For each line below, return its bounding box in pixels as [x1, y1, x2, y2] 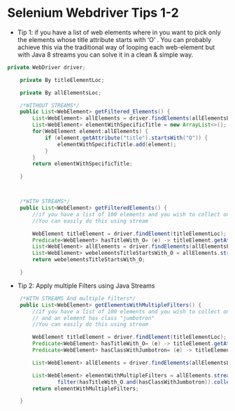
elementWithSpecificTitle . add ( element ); [57, 141, 177, 148]
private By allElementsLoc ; [20, 89, 101, 96]
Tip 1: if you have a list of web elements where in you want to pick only [17, 28, 222, 36]
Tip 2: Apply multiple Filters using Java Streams [17, 281, 155, 290]
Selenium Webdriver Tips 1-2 [7, 5, 180, 21]
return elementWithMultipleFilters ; [32, 385, 139, 392]
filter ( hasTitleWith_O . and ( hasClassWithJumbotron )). [57, 378, 215, 386]
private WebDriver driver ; [7, 64, 86, 71]
